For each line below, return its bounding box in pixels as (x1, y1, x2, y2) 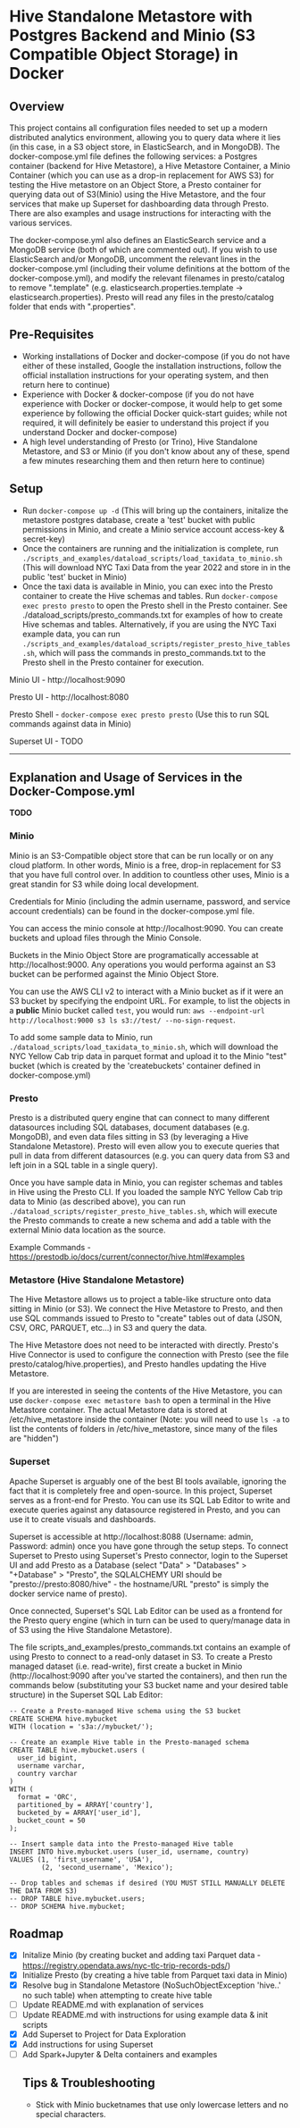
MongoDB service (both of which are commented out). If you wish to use (9, 244, 278, 255)
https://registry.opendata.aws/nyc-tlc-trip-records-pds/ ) (21, 1960, 230, 1971)
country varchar (17, 1769, 78, 1778)
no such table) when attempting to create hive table (21, 1989, 212, 2000)
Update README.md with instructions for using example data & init (21, 2009, 268, 2020)
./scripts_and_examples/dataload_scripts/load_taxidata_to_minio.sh (21, 554, 283, 563)
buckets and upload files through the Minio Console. (9, 932, 203, 943)
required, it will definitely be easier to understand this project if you (21, 417, 270, 428)
